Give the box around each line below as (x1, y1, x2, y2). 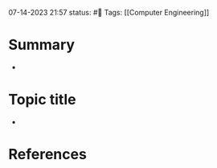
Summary (8, 36, 75, 54)
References (8, 145, 87, 164)
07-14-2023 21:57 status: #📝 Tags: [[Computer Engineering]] (8, 8, 210, 17)
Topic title (8, 91, 76, 109)
